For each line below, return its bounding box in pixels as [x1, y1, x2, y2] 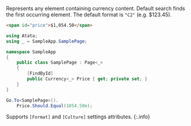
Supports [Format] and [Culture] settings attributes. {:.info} [6, 113, 150, 120]
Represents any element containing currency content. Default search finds [6, 5, 185, 12]
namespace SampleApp [6, 49, 57, 55]
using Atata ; [6, 33, 38, 38]
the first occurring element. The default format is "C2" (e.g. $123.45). [6, 11, 172, 18]
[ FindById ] [27, 71, 54, 76]
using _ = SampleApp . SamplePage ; [6, 38, 88, 44]
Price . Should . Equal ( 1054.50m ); [16, 103, 93, 108]
